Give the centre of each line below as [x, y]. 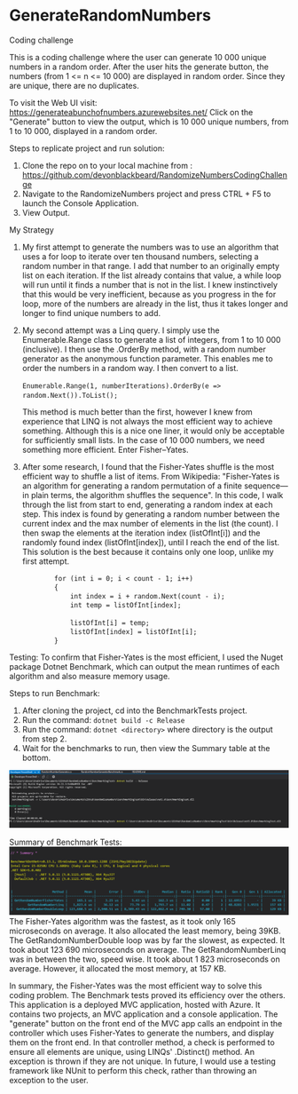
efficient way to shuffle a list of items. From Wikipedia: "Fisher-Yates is [151, 476]
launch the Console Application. [80, 203]
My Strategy [32, 230]
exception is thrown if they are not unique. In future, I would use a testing [143, 1061]
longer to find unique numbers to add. [91, 313]
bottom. [36, 757]
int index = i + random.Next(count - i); [147, 596]
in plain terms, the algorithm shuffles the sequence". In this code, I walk [153, 495]
